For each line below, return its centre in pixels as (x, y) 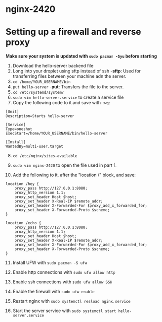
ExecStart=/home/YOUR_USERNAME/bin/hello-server (57, 133)
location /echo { (23, 223)
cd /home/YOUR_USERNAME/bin (41, 82)
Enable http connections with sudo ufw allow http (64, 272)
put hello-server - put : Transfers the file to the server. (68, 87)
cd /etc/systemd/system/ (38, 93)
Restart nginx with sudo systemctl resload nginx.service (72, 301)
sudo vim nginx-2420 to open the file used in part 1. (65, 165)
